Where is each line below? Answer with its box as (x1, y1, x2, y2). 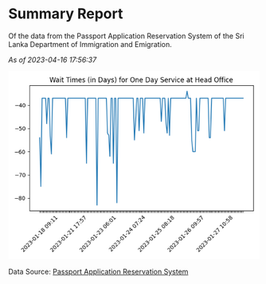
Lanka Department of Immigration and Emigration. (8, 39, 173, 49)
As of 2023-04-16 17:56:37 (8, 55, 97, 64)
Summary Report (8, 5, 123, 23)
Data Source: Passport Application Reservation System (8, 266, 189, 276)
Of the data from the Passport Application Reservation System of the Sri (8, 31, 244, 41)
